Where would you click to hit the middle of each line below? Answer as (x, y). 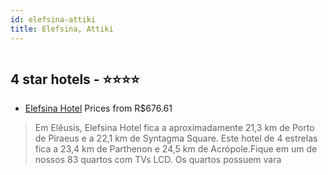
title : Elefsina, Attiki (62, 29)
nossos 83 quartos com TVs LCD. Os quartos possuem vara (158, 160)
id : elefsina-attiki (53, 19)
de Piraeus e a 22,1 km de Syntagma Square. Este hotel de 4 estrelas (176, 138)
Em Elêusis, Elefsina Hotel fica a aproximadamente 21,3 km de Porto (174, 128)
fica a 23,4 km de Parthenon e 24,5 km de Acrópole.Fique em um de (176, 149)
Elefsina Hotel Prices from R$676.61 (98, 108)
